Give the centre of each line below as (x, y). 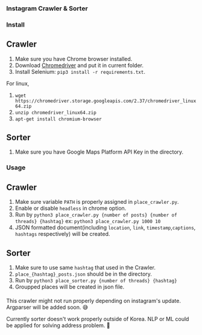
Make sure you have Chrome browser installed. (74, 59)
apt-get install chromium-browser (58, 119)
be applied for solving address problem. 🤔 (58, 325)
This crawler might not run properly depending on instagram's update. (93, 301)
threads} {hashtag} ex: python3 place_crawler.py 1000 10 (88, 221)
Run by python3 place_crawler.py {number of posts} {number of (96, 215)
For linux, (18, 83)
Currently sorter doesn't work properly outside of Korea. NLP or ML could (98, 319)
